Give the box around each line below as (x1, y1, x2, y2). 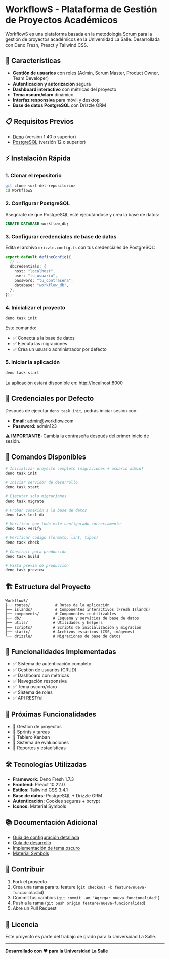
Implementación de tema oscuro (12, 845, 80, 851)
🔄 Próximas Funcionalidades (5, 710, 97, 719)
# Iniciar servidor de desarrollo (5, 480, 78, 485)
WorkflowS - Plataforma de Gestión (5, 4, 158, 15)
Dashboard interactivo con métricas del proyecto (12, 86, 117, 92)
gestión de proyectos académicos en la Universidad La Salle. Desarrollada (5, 36, 160, 43)
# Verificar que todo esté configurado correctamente (5, 521, 121, 527)
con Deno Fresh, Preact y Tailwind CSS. (5, 41, 89, 48)
